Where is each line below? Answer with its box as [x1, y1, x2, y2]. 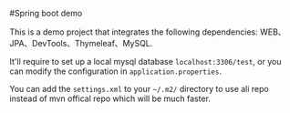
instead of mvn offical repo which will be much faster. [9, 93, 212, 104]
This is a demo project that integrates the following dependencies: [9, 26, 258, 37]
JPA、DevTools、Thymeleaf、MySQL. [9, 38, 153, 48]
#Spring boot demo [9, 8, 83, 18]
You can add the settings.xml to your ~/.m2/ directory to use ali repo [9, 84, 269, 94]
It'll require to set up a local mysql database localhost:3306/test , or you [9, 56, 282, 67]
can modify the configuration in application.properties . [9, 66, 222, 77]
